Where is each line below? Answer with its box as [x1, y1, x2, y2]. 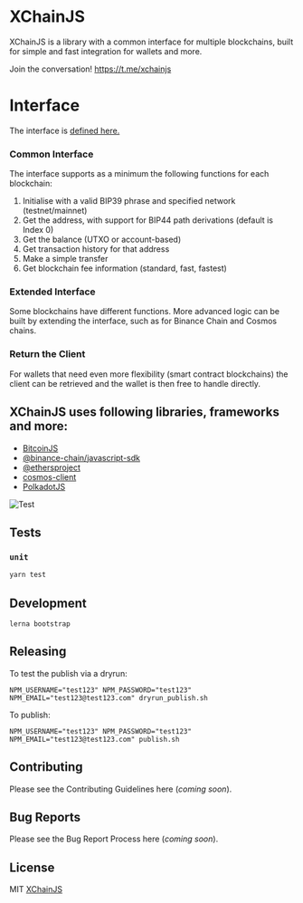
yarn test [9, 571, 47, 580]
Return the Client [9, 348, 86, 360]
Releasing [9, 644, 67, 659]
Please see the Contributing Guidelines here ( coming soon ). [9, 783, 232, 794]
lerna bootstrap [9, 619, 71, 629]
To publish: [9, 709, 52, 720]
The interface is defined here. [9, 125, 120, 136]
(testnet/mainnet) [22, 206, 88, 216]
